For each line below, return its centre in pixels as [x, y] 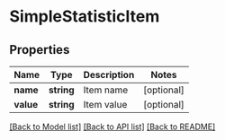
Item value [105, 105]
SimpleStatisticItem [85, 17]
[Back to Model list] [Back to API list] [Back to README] [112, 127]
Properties [40, 50]
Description [109, 75]
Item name [106, 90]
